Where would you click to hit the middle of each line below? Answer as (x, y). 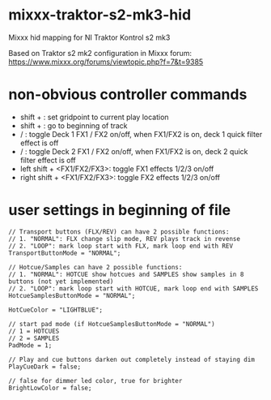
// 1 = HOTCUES (34, 331)
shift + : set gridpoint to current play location (94, 117)
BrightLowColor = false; (50, 388)
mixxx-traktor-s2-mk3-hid (100, 15)
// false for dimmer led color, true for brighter (95, 381)
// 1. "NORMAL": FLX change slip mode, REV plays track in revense (125, 239)
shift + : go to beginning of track (74, 125)
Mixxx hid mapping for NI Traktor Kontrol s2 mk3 (89, 37)
